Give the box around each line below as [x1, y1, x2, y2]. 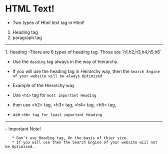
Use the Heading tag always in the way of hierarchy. [12, 58, 118, 64]
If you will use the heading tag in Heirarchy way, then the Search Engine [12, 68, 160, 74]
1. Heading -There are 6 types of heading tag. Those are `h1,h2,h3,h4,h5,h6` [5, 48, 161, 55]
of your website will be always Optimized [12, 73, 102, 78]
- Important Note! [5, 125, 41, 131]
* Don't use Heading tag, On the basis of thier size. [11, 135, 128, 140]
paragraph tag [12, 34, 42, 40]
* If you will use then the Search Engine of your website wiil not [11, 139, 157, 145]
